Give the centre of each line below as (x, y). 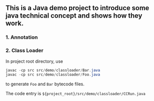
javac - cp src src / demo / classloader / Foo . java (53, 75)
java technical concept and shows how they (74, 16)
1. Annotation (22, 37)
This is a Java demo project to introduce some (77, 8)
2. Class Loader (25, 50)
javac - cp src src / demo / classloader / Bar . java (53, 70)
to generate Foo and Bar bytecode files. (45, 84)
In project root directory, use (34, 61)
